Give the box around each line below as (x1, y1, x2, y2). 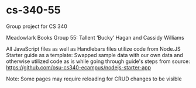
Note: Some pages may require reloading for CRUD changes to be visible (6, 75, 183, 82)
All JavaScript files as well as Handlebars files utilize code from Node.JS (6, 45, 181, 52)
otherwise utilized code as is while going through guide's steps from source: (6, 58, 190, 65)
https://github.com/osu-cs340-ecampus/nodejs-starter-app (6, 64, 151, 71)
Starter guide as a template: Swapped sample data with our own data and (6, 51, 183, 58)
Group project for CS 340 (6, 23, 67, 30)
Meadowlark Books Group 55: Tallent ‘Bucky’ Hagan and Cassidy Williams (6, 34, 184, 41)
